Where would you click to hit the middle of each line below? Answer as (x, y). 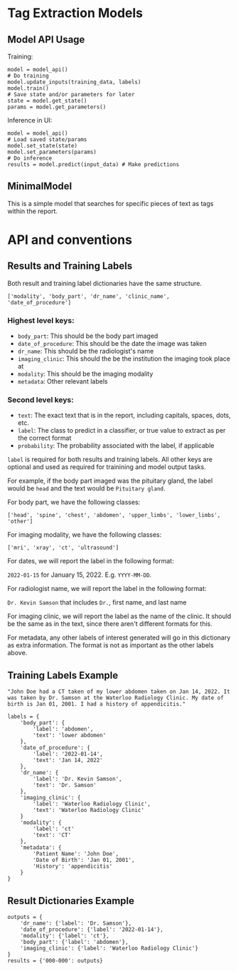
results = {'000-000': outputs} (55, 961)
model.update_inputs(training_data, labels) (74, 82)
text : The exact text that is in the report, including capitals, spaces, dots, (124, 416)
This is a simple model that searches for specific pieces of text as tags (110, 203)
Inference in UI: (30, 120)
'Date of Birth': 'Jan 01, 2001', (84, 860)
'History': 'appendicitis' (73, 867)
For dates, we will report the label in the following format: (91, 561)
